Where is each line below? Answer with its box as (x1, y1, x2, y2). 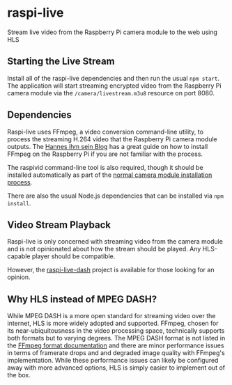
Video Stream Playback (7, 219, 111, 230)
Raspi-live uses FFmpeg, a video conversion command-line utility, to (7, 127, 204, 136)
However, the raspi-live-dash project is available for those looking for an (7, 266, 215, 274)
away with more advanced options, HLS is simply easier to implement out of (7, 363, 225, 372)
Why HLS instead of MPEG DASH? (7, 293, 157, 305)
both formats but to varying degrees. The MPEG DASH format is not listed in (7, 334, 226, 343)
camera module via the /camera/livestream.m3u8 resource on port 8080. (7, 88, 215, 97)
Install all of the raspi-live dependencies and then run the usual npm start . (7, 74, 219, 82)
